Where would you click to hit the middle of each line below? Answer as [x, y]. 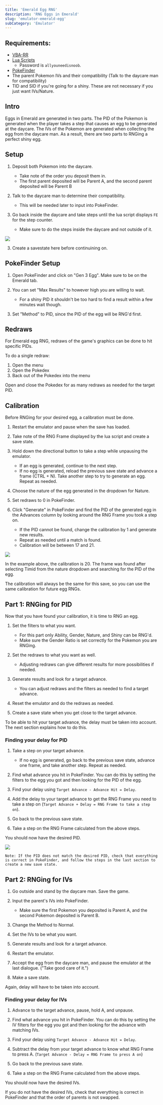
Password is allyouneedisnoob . [50, 65]
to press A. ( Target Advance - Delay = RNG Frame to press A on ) [77, 1054]
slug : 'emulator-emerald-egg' [36, 19]
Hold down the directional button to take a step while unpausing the [80, 451]
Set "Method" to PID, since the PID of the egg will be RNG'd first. [77, 314]
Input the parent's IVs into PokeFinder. [50, 901]
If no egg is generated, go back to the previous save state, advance [87, 760]
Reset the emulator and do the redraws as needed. [63, 703]
